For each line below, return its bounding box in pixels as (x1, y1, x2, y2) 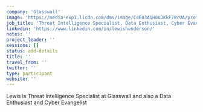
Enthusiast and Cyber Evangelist (6, 99, 87, 106)
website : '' (6, 76, 36, 82)
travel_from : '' (6, 59, 47, 65)
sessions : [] (6, 43, 39, 49)
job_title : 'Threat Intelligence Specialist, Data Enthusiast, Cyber (6, 20, 185, 26)
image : (6, 14, 23, 20)
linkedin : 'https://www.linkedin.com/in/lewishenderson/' (6, 25, 155, 32)
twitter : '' (6, 64, 36, 71)
